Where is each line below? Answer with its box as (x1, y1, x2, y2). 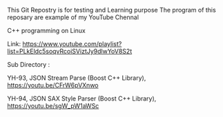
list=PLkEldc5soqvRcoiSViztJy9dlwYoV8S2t (7, 47, 133, 55)
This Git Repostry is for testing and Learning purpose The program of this (7, 6, 216, 14)
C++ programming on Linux (7, 27, 86, 34)
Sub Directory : (7, 61, 50, 68)
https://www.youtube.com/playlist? (22, 40, 122, 47)
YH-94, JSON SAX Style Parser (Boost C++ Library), (7, 94, 157, 103)
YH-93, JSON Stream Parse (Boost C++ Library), (7, 74, 146, 82)
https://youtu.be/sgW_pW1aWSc (7, 102, 99, 109)
